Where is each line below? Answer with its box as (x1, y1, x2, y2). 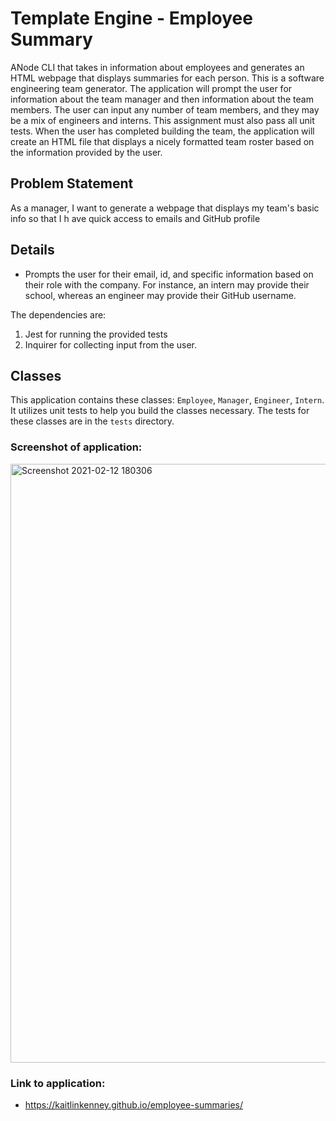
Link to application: (10, 1076, 106, 1090)
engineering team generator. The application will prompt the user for (10, 82, 293, 94)
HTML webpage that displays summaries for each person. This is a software (10, 72, 325, 84)
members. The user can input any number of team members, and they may (10, 103, 320, 116)
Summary (10, 28, 93, 51)
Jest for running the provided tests (24, 328, 168, 340)
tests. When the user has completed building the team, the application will (10, 125, 315, 137)
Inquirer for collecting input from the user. (24, 338, 198, 351)
